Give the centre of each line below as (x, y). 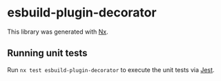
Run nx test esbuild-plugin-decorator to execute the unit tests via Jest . (111, 69)
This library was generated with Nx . (58, 32)
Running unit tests (47, 53)
